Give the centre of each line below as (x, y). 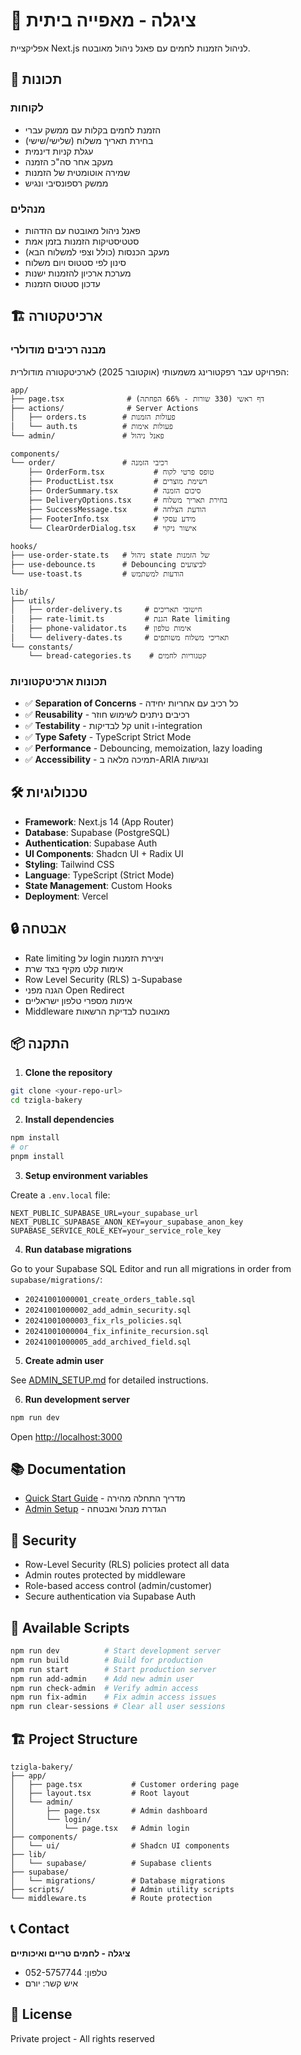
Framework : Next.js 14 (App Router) (99, 821)
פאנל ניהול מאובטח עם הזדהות (82, 230)
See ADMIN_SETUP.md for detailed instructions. (109, 1380)
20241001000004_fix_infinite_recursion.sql (117, 1331)
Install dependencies (69, 1120)
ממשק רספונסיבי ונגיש (66, 183)
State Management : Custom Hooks (98, 885)
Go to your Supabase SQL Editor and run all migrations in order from (151, 1268)
